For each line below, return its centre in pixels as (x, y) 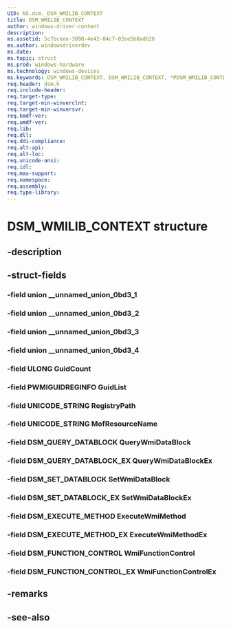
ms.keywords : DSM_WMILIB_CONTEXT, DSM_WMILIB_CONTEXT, (87, 77)
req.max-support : (32, 173)
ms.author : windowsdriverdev (49, 45)
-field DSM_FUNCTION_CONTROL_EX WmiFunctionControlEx (112, 572)
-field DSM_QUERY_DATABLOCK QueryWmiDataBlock (99, 442)
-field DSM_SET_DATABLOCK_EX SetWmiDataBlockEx (99, 498)
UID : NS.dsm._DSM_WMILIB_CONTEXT (55, 13)
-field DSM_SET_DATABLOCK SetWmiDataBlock (89, 479)
